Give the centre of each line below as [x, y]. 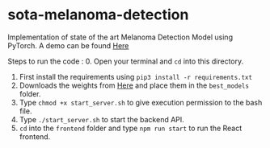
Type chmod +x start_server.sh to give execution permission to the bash [141, 102]
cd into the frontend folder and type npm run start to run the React [131, 128]
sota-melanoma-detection [98, 15]
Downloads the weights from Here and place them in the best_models [134, 85]
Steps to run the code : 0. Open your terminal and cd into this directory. [126, 61]
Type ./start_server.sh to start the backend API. [102, 119]
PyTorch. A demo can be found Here [68, 45]
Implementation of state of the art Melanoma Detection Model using [120, 37]
